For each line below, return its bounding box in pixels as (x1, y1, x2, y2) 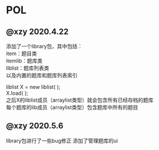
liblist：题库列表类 (6, 65, 50, 72)
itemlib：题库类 (6, 58, 43, 64)
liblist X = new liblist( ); (6, 84, 61, 90)
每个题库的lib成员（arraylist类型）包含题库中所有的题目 (6, 104, 139, 110)
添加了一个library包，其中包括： (6, 43, 83, 49)
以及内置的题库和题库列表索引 (6, 72, 77, 78)
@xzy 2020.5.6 (6, 121, 63, 131)
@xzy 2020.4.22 (6, 27, 69, 37)
